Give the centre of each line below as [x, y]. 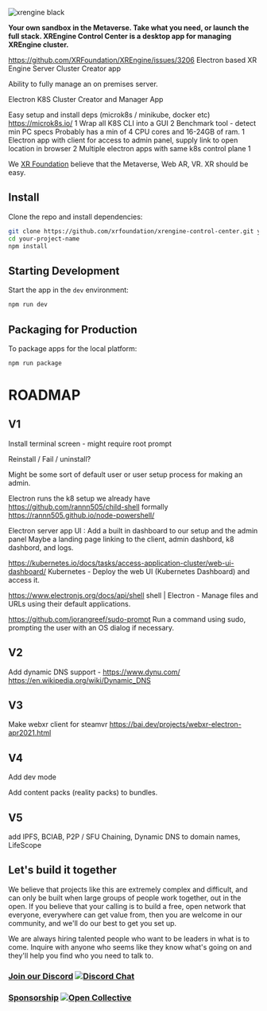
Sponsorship [34, 997]
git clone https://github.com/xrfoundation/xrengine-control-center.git [131, 231]
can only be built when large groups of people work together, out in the [125, 898]
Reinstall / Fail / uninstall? [50, 459]
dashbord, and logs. [41, 547]
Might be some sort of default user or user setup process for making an [126, 474]
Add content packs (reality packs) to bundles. [83, 793]
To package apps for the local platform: [73, 348]
